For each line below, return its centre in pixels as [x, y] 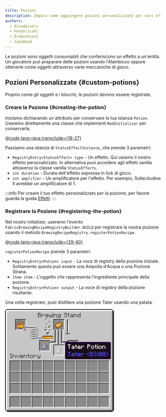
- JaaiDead [21, 42]
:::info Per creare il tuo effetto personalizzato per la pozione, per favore [77, 193]
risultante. [22, 293]
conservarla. [18, 128]
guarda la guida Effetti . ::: [31, 198]
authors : [14, 21]
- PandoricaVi [24, 31]
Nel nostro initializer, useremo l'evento [44, 222]
